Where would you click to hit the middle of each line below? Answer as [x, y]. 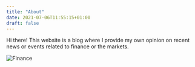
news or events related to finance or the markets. [68, 46]
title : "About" [25, 12]
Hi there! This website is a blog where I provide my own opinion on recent [98, 40]
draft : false [23, 23]
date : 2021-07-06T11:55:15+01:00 [48, 18]
